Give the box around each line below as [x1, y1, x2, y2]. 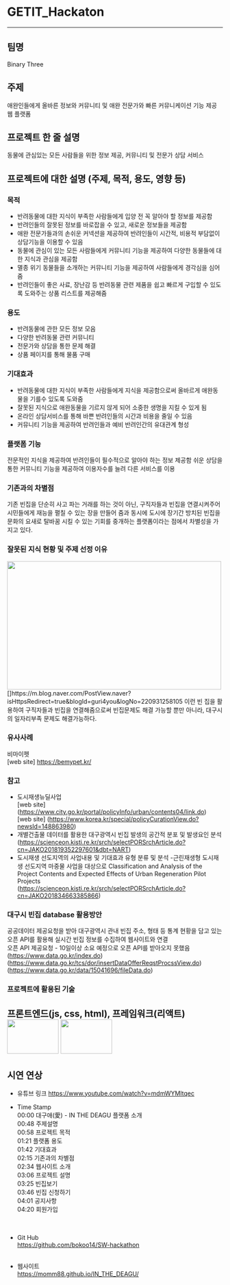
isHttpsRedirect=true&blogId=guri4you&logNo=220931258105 [7, 697, 183, 705]
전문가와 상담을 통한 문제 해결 [16, 342, 96, 350]
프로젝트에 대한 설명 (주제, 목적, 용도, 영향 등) [7, 173, 186, 185]
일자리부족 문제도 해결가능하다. [14, 714, 97, 722]
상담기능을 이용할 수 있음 [16, 238, 84, 246]
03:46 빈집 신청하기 [16, 1188, 71, 1196]
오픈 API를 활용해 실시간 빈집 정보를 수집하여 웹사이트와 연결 [7, 935, 168, 943]
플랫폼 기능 [7, 439, 42, 448]
